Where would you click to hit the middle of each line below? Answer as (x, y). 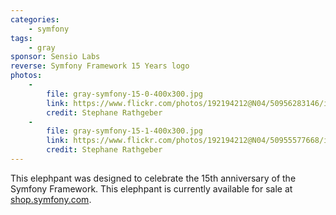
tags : (21, 38)
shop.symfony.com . (51, 199)
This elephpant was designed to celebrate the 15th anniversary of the (153, 178)
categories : (35, 19)
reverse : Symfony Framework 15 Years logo (100, 66)
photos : (26, 76)
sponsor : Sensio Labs (55, 57)
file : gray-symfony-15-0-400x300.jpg (124, 94)
